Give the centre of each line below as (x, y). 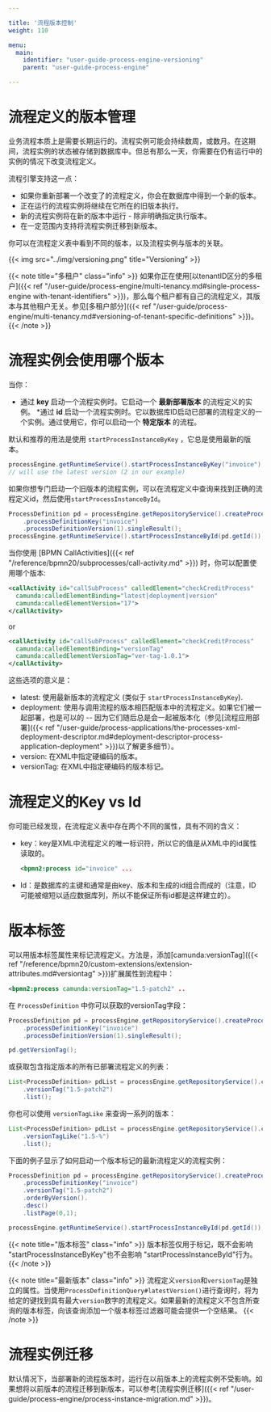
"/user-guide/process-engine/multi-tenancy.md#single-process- (152, 286)
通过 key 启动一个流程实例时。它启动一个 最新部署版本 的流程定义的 (133, 402)
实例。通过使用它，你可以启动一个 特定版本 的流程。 (114, 422)
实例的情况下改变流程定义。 (54, 161)
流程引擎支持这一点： (44, 178)
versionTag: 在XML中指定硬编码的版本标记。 (94, 767)
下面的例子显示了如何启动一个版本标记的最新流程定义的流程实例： (118, 1160)
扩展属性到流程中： (142, 973)
